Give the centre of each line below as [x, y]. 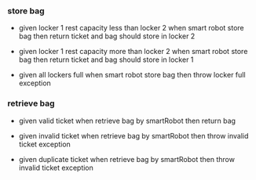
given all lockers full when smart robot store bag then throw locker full [132, 75]
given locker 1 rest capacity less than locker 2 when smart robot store [131, 28]
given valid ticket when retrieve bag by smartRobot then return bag [127, 121]
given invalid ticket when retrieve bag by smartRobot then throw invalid [133, 135]
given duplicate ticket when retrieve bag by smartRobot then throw [126, 159]
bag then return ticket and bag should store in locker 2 [107, 36]
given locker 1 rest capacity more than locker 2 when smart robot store [133, 52]
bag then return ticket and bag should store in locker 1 [106, 59]
